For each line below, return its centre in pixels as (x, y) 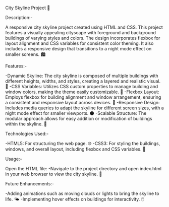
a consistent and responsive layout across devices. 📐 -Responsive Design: (82, 102)
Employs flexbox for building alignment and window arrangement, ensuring (83, 97)
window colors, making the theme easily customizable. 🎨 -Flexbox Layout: (82, 92)
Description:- (19, 17)
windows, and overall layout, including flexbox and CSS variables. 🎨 (76, 149)
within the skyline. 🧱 (26, 124)
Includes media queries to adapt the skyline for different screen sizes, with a (84, 108)
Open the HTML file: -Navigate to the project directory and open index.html (83, 168)
